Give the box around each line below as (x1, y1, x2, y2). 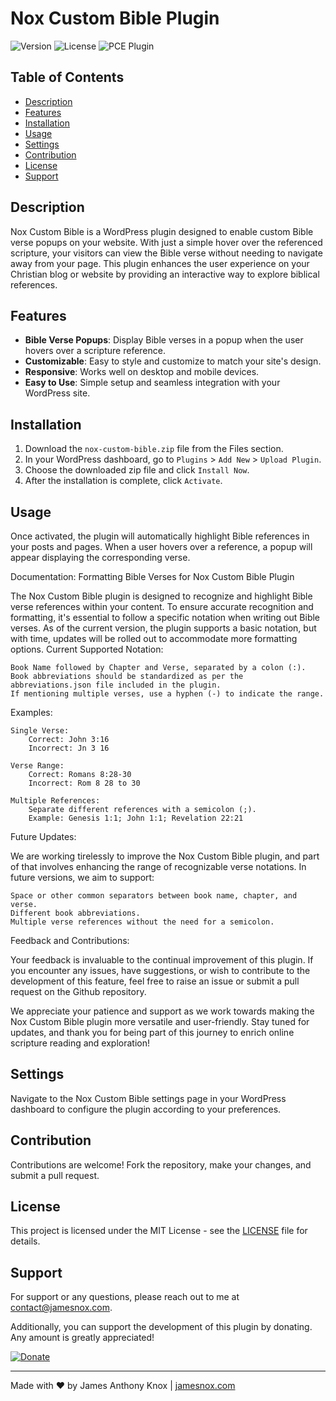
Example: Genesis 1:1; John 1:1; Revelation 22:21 (28, 813, 244, 823)
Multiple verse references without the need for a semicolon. (10, 917, 275, 927)
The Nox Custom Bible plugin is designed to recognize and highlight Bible (10, 590, 313, 602)
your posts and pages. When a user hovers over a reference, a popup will (10, 541, 313, 552)
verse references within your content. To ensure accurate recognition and (10, 601, 314, 612)
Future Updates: (10, 831, 77, 842)
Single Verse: (10, 726, 70, 736)
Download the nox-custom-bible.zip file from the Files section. (24, 443, 284, 455)
